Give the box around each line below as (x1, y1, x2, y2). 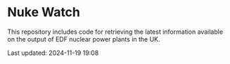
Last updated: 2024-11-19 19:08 (7, 49, 99, 57)
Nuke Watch (7, 4, 81, 20)
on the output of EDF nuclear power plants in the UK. (7, 34, 160, 43)
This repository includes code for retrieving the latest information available (7, 27, 224, 36)
